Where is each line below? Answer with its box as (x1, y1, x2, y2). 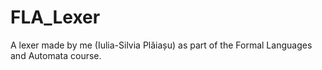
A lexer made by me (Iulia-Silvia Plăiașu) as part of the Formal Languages (10, 39, 313, 51)
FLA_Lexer (10, 6, 101, 29)
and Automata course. (10, 49, 102, 61)
